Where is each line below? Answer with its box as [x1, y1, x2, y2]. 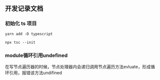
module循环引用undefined [5, 52, 68, 59]
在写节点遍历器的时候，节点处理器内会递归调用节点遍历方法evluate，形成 [5, 64, 151, 69]
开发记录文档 [5, 4, 44, 13]
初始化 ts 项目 [5, 20, 37, 27]
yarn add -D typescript [5, 31, 53, 36]
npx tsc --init [5, 40, 36, 45]
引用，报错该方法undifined [9, 69, 62, 76]
